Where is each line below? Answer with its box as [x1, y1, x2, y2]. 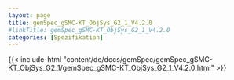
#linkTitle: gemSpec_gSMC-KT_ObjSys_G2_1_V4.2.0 [8, 26, 170, 34]
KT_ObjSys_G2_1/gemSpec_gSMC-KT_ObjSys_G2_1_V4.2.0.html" [8, 64, 214, 73]
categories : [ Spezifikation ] [8, 33, 104, 42]
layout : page [8, 11, 51, 20]
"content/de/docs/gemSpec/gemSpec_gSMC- [63, 55, 214, 64]
